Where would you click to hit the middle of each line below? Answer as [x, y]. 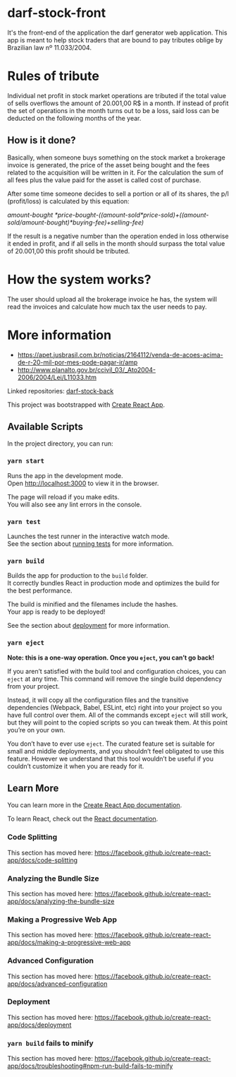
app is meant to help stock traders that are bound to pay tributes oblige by [115, 40]
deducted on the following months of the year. [74, 118]
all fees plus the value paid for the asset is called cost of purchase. [104, 180]
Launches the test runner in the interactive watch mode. [89, 536]
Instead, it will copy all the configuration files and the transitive [98, 700]
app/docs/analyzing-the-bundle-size [61, 901]
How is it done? [42, 140]
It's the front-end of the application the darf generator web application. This [117, 32]
